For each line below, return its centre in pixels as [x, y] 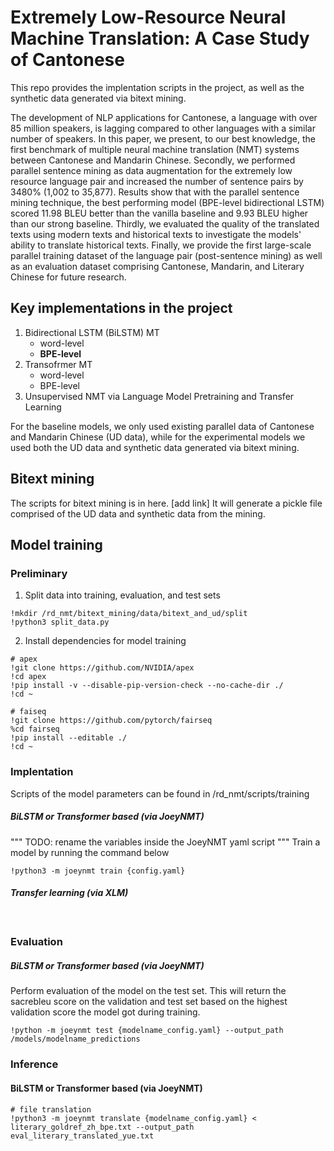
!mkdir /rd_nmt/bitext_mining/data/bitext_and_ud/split [129, 614]
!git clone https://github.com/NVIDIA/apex [102, 668]
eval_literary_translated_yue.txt [82, 1136]
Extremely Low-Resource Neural [148, 17]
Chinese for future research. [68, 277]
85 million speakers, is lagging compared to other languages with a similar [163, 128]
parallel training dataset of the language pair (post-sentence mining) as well [166, 255]
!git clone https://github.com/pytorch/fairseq [111, 721]
